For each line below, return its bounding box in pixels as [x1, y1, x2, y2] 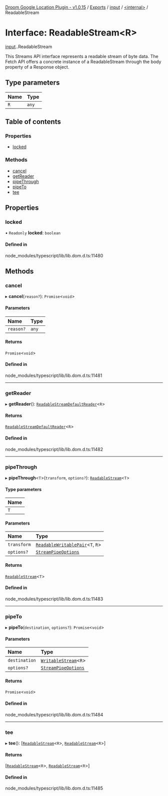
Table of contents [5, 118, 61, 126]
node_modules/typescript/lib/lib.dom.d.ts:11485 [5, 785, 103, 791]
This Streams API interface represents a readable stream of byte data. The [5, 53, 158, 59]
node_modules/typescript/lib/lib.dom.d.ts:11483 [5, 596, 103, 602]
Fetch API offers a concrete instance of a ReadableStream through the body [5, 59, 161, 65]
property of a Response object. [5, 64, 69, 70]
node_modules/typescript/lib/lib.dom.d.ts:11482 [5, 446, 103, 452]
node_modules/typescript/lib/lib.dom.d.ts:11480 [5, 252, 103, 258]
